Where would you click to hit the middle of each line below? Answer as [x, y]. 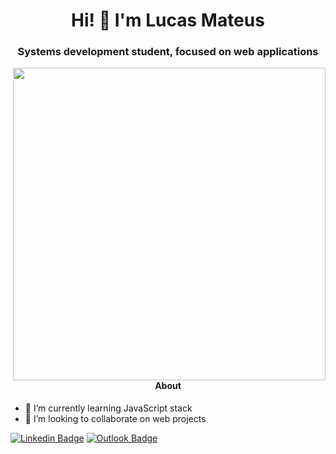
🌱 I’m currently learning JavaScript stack [108, 408]
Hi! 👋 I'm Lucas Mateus [168, 20]
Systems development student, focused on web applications [168, 52]
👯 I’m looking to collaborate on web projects [115, 419]
